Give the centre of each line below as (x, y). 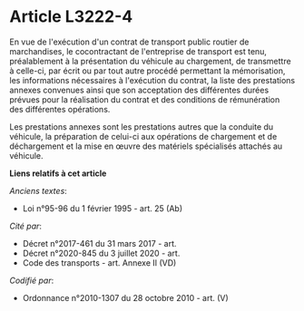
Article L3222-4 (71, 17)
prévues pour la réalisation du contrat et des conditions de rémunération (145, 99)
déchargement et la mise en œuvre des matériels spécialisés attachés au (146, 146)
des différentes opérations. (60, 109)
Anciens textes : (39, 190)
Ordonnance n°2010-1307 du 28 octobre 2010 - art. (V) (125, 297)
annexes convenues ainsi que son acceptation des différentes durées (139, 90)
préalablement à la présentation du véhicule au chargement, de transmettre (151, 61)
